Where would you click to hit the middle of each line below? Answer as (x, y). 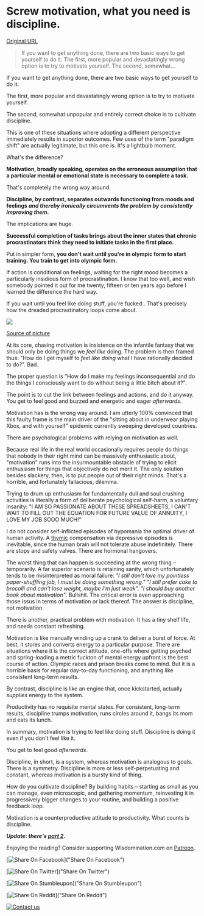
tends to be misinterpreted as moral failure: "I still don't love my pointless (98, 575)
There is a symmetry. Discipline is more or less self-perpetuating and (93, 768)
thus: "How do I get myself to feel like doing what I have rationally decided (100, 358)
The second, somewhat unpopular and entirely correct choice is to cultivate (101, 114)
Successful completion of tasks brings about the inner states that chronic (101, 235)
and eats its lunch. (29, 720)
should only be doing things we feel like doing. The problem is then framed (100, 351)
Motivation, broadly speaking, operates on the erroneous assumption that (102, 169)
